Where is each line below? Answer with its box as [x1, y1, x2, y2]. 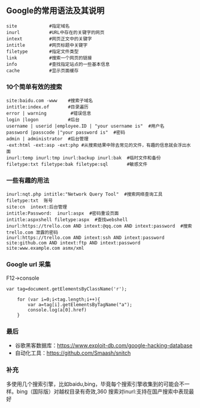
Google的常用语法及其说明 [6, 5, 105, 16]
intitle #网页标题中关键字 [6, 42, 88, 48]
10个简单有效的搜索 [6, 83, 62, 91]
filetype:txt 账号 [6, 198, 53, 204]
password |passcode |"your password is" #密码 [6, 129, 126, 136]
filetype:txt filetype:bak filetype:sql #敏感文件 [6, 161, 148, 168]
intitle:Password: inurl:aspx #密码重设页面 [6, 210, 119, 217]
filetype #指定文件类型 [6, 49, 79, 55]
